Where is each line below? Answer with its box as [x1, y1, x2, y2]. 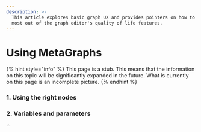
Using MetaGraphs [6, 46, 102, 59]
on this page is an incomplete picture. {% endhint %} [6, 79, 138, 86]
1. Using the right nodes [6, 94, 77, 102]
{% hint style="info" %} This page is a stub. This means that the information [6, 65, 195, 73]
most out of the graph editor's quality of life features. [11, 20, 163, 26]
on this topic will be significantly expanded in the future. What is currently [6, 72, 189, 79]
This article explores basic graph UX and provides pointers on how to [11, 14, 196, 20]
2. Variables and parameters [6, 109, 91, 118]
